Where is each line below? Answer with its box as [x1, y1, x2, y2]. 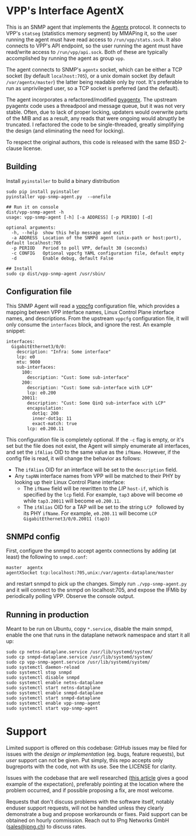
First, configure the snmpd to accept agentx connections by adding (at [6, 547, 177, 555]
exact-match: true [32, 420, 77, 426]
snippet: [6, 327, 26, 334]
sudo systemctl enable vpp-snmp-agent [6, 701, 101, 706]
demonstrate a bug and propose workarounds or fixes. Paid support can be [6, 811, 188, 818]
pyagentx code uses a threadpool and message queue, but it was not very [6, 102, 185, 109]
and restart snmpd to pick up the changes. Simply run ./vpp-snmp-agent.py [6, 580, 187, 587]
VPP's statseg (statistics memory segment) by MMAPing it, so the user [6, 29, 177, 36]
